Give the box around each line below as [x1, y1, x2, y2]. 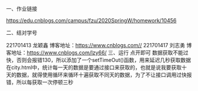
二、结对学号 [6, 29, 37, 36]
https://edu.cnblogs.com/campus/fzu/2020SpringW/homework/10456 [6, 17, 177, 24]
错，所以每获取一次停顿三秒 [6, 79, 74, 86]
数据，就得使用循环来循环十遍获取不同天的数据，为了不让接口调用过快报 [16, 71, 192, 78]
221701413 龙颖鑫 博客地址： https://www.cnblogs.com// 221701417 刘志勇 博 [6, 42, 192, 48]
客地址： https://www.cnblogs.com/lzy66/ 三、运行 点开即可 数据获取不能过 [6, 49, 189, 56]
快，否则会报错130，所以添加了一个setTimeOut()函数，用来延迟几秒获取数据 [6, 57, 192, 63]
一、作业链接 [6, 5, 37, 12]
